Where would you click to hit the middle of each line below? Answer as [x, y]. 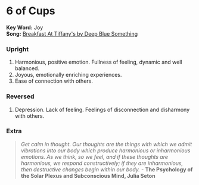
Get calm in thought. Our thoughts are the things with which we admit [106, 144]
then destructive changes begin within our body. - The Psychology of [107, 169]
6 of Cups [31, 11]
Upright [17, 49]
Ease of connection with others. [54, 81]
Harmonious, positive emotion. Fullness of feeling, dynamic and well [98, 62]
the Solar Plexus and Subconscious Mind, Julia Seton [88, 175]
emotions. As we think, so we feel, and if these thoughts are [94, 156]
